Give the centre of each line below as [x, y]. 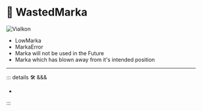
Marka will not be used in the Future [59, 53]
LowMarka [28, 40]
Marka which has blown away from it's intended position [85, 59]
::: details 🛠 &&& [27, 77]
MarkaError [29, 47]
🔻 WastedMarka [47, 12]
